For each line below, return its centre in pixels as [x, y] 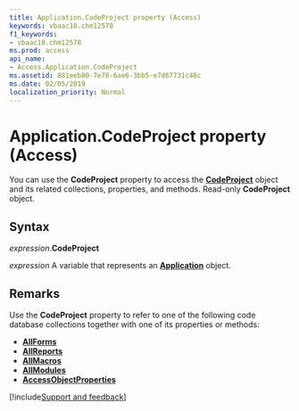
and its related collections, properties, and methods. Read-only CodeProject [150, 189]
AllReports [42, 351]
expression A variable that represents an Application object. [120, 266]
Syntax [29, 227]
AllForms [39, 342]
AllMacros [42, 361]
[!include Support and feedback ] [68, 397]
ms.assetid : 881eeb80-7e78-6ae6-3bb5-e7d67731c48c [105, 76]
